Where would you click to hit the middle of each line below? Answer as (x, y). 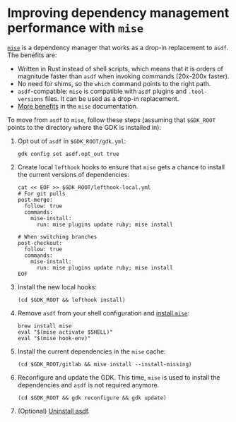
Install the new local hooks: (57, 287)
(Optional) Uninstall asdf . (54, 411)
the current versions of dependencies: (73, 174)
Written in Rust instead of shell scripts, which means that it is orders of (120, 68)
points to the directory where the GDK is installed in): (84, 127)
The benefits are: (33, 55)
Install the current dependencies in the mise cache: (92, 351)
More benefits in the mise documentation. (78, 106)
